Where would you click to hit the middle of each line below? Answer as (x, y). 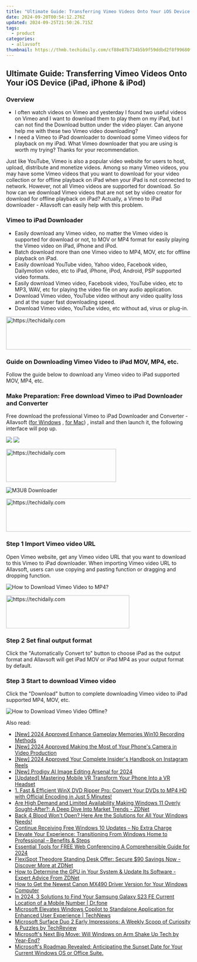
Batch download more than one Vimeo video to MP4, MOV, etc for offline (102, 252)
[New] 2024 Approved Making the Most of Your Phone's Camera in (96, 747)
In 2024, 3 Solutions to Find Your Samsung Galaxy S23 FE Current (94, 897)
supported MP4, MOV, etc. (38, 700)
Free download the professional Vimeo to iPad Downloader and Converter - (97, 416)
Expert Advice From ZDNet (47, 878)
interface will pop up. (32, 429)
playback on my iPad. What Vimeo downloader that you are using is (96, 144)
